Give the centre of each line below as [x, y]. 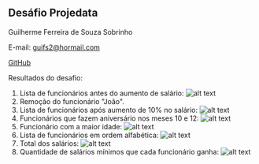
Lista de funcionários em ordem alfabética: [89, 135]
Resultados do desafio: [45, 77]
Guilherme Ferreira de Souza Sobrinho [70, 32]
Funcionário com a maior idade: [71, 126]
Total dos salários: [49, 143]
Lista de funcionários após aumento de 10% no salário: [109, 110]
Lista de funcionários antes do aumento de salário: [102, 93]
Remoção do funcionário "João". [72, 101]
